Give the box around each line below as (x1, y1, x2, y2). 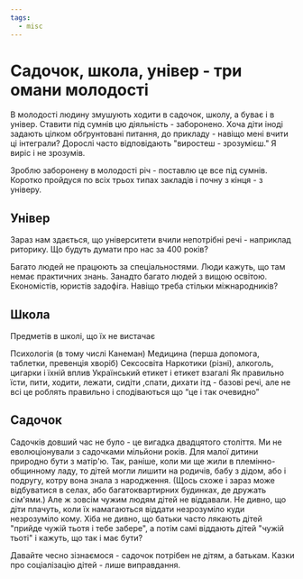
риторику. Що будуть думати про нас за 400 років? (10, 244, 208, 255)
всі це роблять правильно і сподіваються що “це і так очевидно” (10, 387, 260, 398)
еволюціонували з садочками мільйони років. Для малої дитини (10, 446, 259, 456)
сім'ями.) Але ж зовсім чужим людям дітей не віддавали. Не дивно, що (10, 493, 287, 505)
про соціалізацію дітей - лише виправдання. (10, 559, 181, 570)
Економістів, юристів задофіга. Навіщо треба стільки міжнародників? (10, 280, 279, 291)
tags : (10, 13, 31, 23)
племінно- (234, 455, 276, 466)
